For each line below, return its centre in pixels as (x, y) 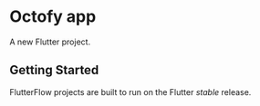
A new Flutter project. (50, 42)
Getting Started (54, 70)
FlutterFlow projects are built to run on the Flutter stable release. (130, 92)
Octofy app (53, 17)
